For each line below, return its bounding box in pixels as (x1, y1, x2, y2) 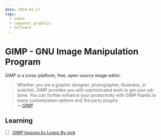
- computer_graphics (9, 20, 51, 26)
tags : (5, 12, 16, 17)
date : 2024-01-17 (5, 7, 40, 12)
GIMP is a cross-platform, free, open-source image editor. (5, 72, 121, 78)
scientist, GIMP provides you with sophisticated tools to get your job (17, 87, 154, 93)
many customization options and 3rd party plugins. (17, 98, 119, 104)
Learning (5, 117, 33, 125)
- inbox (9, 16, 25, 21)
